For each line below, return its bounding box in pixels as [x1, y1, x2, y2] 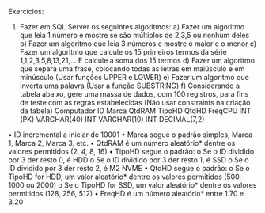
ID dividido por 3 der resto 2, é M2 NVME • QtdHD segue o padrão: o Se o [8, 164, 251, 173]
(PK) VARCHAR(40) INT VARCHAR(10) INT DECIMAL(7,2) [19, 115, 205, 124]
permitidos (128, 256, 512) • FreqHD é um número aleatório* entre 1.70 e [8, 189, 244, 198]
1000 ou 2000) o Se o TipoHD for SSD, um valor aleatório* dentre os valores [8, 181, 257, 189]
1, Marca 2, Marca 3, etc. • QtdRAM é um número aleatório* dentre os [8, 139, 236, 147]
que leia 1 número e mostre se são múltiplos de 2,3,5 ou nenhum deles [19, 31, 250, 40]
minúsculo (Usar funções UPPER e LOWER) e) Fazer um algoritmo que [19, 73, 249, 82]
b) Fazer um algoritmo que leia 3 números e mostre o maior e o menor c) [19, 39, 257, 48]
